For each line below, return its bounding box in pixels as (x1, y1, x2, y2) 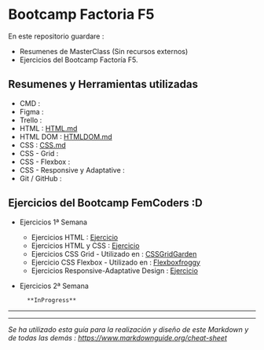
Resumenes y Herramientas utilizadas (8, 78, 199, 91)
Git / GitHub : (19, 173, 62, 183)
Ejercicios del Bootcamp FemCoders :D (8, 196, 203, 210)
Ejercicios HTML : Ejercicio (31, 232, 119, 242)
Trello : (19, 115, 42, 125)
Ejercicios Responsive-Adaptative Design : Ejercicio (31, 265, 199, 275)
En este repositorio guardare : (8, 31, 104, 41)
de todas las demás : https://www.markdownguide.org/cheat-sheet (8, 333, 228, 342)
